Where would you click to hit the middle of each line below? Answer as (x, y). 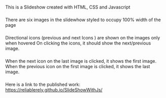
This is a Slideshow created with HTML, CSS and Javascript (68, 7)
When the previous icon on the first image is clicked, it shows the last (78, 66)
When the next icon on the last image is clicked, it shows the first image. (81, 61)
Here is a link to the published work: (43, 84)
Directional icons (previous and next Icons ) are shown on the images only (83, 37)
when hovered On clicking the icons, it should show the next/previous (78, 43)
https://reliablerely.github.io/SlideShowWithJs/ (54, 89)
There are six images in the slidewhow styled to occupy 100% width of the (83, 20)
